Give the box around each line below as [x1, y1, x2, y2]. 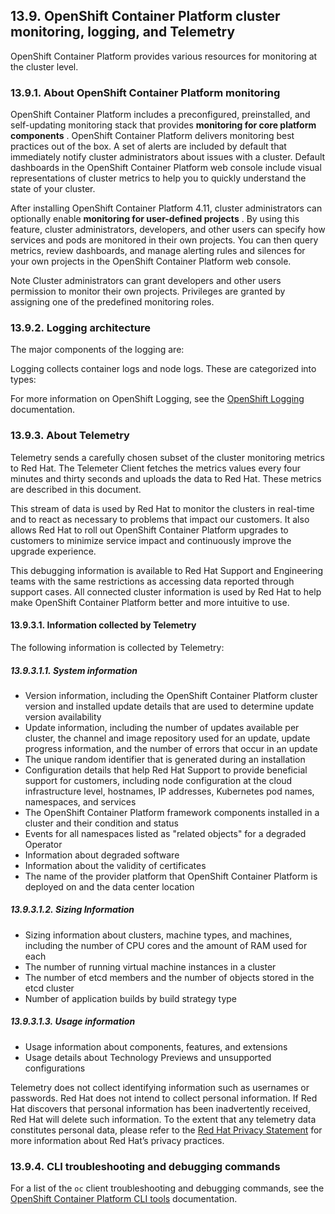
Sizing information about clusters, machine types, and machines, [24, 929, 293, 941]
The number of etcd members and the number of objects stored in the [24, 971, 315, 983]
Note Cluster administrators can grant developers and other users [10, 275, 282, 287]
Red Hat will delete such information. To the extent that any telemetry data [10, 1113, 317, 1125]
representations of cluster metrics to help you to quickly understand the [10, 172, 307, 184]
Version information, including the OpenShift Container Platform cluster [24, 689, 318, 701]
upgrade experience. [10, 545, 97, 557]
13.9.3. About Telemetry [10, 429, 130, 443]
